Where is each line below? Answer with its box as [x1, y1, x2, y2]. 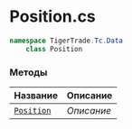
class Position [25, 44, 83, 53]
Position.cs [9, 6, 97, 27]
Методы [9, 66, 48, 78]
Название [14, 88, 59, 101]
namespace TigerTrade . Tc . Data [9, 36, 124, 45]
